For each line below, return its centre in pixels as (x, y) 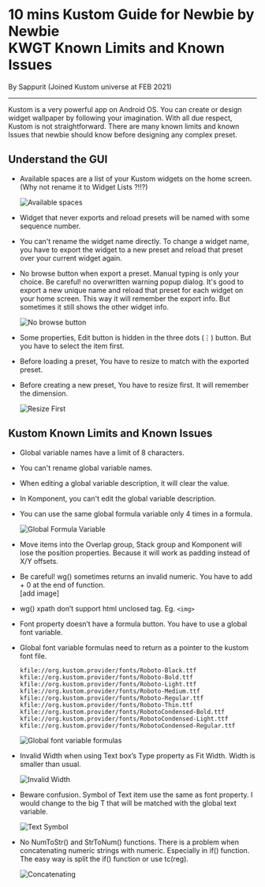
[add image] (39, 593)
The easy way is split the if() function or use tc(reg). (104, 859)
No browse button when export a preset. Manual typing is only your (129, 273)
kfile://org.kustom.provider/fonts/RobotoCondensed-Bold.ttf (122, 712)
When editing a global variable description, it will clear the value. (125, 483)
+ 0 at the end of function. (62, 584)
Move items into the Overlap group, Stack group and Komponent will (131, 544)
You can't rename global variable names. (86, 468)
